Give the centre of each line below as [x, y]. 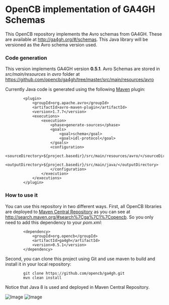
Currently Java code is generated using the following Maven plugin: [75, 89]
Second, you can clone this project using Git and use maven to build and [80, 259]
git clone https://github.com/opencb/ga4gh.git [74, 273]
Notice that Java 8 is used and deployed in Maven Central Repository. [77, 287]
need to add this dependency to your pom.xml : [54, 222]
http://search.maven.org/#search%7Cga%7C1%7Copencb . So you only [79, 217]
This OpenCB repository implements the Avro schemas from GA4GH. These [84, 34]
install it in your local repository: [38, 264]
